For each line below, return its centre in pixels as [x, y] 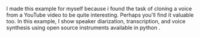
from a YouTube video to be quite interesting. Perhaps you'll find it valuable [100, 15]
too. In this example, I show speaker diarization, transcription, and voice [96, 21]
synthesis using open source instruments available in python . [83, 27]
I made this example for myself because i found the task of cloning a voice [99, 9]
